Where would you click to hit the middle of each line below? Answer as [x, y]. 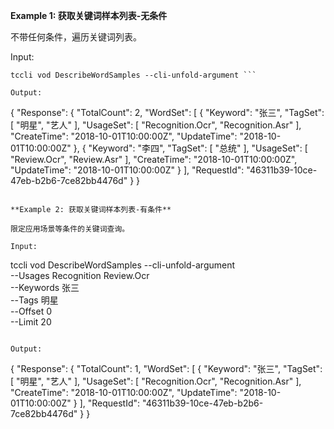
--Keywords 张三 [45, 287]
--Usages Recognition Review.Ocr [80, 275]
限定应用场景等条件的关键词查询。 [70, 229]
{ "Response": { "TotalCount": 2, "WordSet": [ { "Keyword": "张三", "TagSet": [167, 112]
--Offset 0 [31, 311]
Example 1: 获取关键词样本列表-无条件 [89, 15]
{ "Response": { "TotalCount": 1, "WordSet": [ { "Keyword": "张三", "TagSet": [166, 368]
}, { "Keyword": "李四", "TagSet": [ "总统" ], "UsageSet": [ [190, 148]
